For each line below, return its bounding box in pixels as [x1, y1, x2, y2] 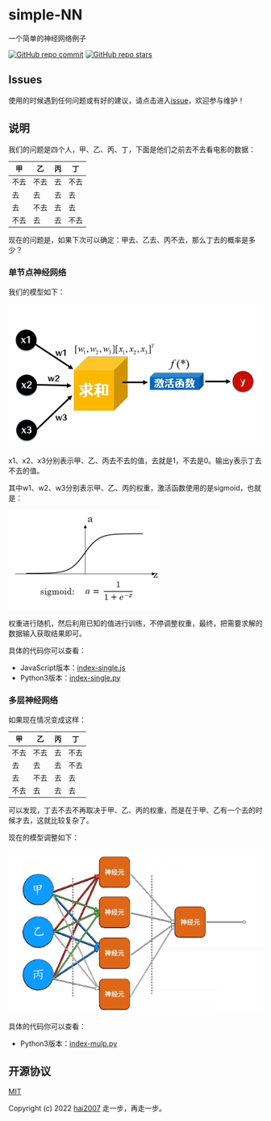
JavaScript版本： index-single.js [19, 663, 126, 672]
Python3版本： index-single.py [19, 672, 121, 682]
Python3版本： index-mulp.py [19, 1039, 118, 1048]
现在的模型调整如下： [8, 832, 79, 842]
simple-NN [8, 6, 83, 24]
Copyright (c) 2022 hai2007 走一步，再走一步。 [8, 1103, 167, 1113]
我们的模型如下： [8, 287, 65, 297]
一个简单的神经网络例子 [8, 33, 86, 43]
